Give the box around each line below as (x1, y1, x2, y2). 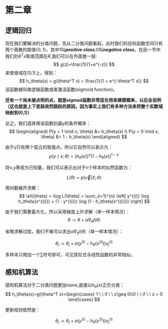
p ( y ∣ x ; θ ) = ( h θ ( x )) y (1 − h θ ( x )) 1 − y (49, 152, 119, 160)
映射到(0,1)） (5, 109, 32, 115)
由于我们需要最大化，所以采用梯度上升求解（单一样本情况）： (5, 209, 130, 215)
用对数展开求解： (5, 185, 40, 191)
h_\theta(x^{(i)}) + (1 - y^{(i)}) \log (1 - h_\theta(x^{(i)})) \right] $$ (18, 199, 150, 205)
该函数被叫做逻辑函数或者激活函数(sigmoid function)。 (5, 86, 117, 92)
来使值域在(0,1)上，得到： (5, 70, 58, 76)
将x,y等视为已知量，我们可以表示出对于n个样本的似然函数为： (5, 164, 132, 171)
